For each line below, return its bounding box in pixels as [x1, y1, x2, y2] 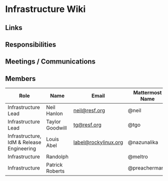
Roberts [46, 167, 65, 174]
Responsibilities [5, 40, 56, 48]
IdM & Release [7, 139, 41, 146]
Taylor [46, 118, 61, 125]
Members [5, 74, 36, 83]
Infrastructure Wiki [5, 3, 86, 15]
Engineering [7, 145, 36, 152]
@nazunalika [127, 139, 158, 146]
